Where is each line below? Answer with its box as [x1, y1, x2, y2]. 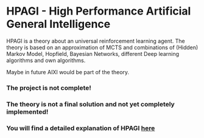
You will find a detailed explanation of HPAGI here [6, 123, 155, 132]
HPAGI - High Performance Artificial [6, 4, 191, 18]
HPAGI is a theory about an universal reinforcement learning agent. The [6, 37, 185, 44]
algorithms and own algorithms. [6, 57, 86, 64]
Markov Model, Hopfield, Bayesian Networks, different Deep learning [6, 50, 180, 57]
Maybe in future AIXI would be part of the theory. [6, 68, 130, 75]
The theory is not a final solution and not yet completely [6, 100, 175, 108]
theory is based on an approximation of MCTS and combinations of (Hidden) [6, 44, 199, 51]
